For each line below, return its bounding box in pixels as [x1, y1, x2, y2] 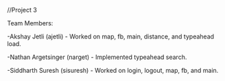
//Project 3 [7, 6, 38, 14]
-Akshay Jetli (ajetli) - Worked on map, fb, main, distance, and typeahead [7, 32, 215, 40]
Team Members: [7, 19, 54, 27]
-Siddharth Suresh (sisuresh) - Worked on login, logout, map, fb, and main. [7, 67, 219, 74]
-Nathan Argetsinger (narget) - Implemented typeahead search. [7, 53, 187, 61]
